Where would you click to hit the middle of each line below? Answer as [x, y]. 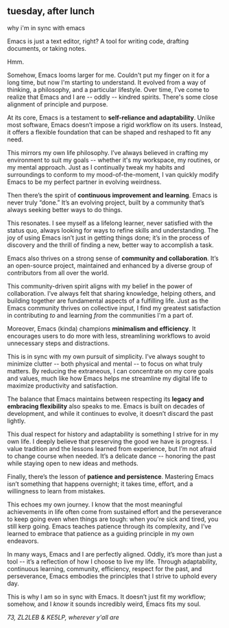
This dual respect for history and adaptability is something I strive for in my [113, 434]
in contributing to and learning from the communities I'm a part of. [100, 315]
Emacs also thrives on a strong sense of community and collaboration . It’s [113, 258]
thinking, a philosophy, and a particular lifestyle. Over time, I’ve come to [108, 89]
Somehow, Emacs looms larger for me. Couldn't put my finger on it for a [108, 75]
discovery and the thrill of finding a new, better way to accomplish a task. [110, 245]
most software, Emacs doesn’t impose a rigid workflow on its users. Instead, [115, 125]
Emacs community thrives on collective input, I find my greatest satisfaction [114, 307]
